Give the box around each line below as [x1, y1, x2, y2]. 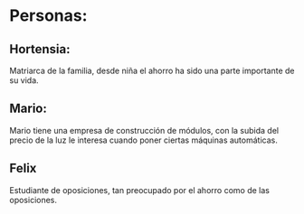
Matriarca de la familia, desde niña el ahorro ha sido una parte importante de [9, 65, 295, 76]
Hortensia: [9, 42, 71, 57]
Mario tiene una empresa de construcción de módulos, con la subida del [9, 125, 279, 135]
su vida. [9, 75, 39, 86]
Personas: [9, 5, 88, 26]
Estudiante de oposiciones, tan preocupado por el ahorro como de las [9, 184, 270, 195]
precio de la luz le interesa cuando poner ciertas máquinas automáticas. [9, 135, 278, 145]
